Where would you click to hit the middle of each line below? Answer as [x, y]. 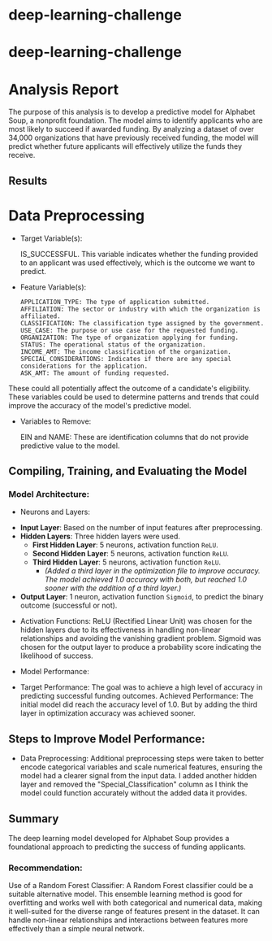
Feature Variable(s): [53, 287]
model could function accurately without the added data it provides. [134, 793]
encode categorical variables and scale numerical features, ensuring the [141, 767]
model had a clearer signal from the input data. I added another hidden [138, 776]
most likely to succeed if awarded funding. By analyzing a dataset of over [131, 129]
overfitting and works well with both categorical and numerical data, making [135, 903]
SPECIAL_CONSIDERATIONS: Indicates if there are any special [126, 359]
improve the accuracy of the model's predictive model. [100, 405]
